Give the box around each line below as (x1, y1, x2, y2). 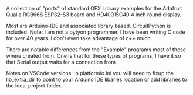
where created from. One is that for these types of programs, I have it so (6, 52, 181, 59)
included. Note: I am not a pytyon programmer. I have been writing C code (6, 29, 185, 36)
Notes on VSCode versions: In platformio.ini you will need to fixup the (6, 70, 174, 76)
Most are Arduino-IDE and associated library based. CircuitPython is (6, 23, 171, 29)
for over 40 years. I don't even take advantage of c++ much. (6, 35, 153, 41)
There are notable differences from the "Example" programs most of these (6, 46, 187, 53)
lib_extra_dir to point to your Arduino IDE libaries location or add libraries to (6, 76, 187, 83)
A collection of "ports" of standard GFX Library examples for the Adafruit (6, 5, 182, 12)
